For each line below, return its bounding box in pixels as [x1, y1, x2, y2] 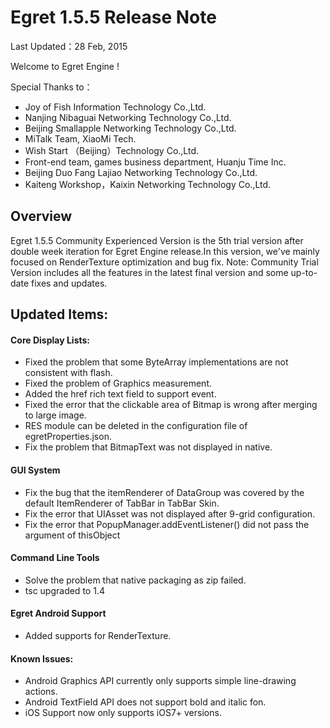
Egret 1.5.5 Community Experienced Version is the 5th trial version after [10, 234, 304, 246]
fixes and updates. [30, 277, 108, 289]
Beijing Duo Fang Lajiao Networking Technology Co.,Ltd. [24, 166, 258, 178]
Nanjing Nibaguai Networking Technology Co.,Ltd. [24, 111, 232, 123]
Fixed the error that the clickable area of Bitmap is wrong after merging [24, 399, 318, 411]
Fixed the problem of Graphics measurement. [24, 377, 213, 390]
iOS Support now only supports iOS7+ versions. [24, 707, 222, 719]
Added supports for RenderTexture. [24, 629, 172, 641]
